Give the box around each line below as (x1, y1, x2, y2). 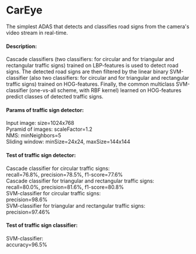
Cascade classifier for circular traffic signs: (6, 165, 110, 172)
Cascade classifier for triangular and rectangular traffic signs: (6, 177, 154, 184)
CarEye (6, 4, 43, 17)
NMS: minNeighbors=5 (6, 132, 61, 139)
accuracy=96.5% (6, 241, 48, 248)
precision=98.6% (6, 196, 48, 203)
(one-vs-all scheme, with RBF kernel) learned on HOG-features (29, 87, 181, 94)
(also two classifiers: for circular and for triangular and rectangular (29, 74, 189, 82)
